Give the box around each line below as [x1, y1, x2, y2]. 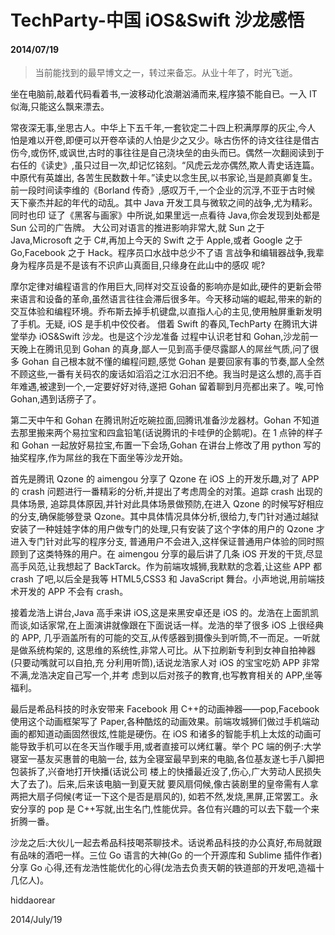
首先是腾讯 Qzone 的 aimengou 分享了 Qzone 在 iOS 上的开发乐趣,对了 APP [10, 473, 320, 485]
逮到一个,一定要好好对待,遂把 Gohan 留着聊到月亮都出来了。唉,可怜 [48, 381, 325, 393]
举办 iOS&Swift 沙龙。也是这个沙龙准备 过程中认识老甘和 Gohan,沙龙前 [18, 331, 310, 343]
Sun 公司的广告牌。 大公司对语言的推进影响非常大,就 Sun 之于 [10, 222, 265, 234]
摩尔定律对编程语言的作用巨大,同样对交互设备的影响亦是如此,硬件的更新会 [10, 281, 314, 293]
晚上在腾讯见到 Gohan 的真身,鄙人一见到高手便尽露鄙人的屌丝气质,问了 [18, 343, 311, 355]
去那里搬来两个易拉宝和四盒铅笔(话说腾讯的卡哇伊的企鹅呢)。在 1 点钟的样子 [10, 427, 323, 439]
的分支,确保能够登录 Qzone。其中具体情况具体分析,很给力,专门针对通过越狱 [10, 511, 320, 523]
